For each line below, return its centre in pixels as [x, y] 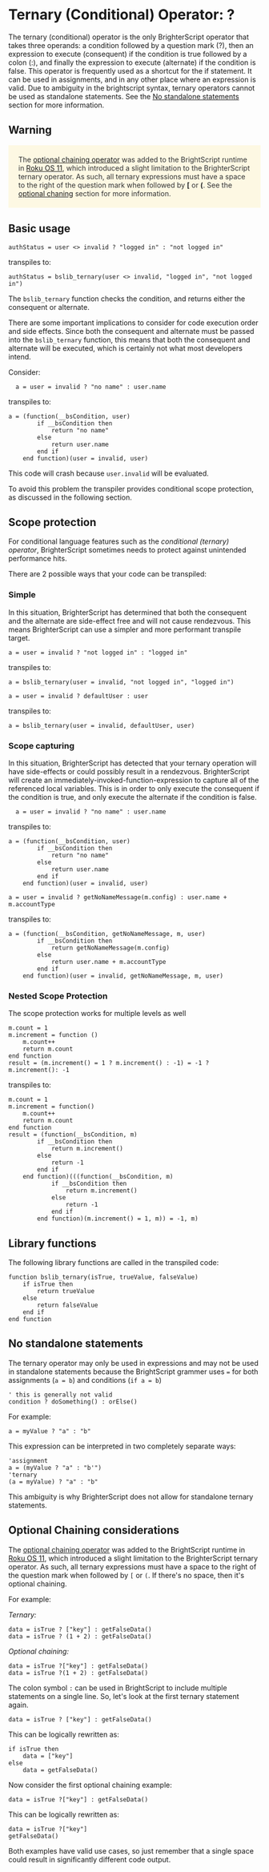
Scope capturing [41, 745]
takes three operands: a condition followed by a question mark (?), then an [131, 45]
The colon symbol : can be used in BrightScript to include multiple [118, 1688]
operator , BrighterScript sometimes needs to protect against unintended [127, 550]
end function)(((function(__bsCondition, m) [98, 1177]
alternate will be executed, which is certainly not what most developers [125, 348]
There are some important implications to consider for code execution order [133, 323]
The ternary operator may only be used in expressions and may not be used [133, 1363]
